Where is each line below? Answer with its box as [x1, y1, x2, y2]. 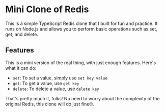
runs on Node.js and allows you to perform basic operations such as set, [5, 25, 158, 32]
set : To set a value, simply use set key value [12, 75, 108, 81]
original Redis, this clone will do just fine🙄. [5, 101, 94, 107]
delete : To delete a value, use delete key [12, 86, 99, 92]
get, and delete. [5, 31, 38, 37]
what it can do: [5, 65, 37, 71]
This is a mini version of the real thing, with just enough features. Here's [5, 60, 156, 66]
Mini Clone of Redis [5, 4, 89, 15]
